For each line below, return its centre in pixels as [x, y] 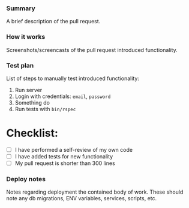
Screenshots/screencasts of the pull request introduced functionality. [92, 50]
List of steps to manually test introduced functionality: [73, 78]
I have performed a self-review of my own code [74, 149]
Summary [21, 8]
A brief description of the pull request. [53, 22]
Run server [28, 90]
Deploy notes [26, 179]
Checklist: [32, 133]
